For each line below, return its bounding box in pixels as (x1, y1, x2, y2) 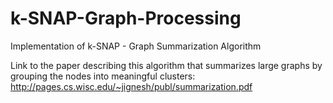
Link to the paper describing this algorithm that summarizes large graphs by (10, 59, 323, 71)
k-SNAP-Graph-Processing (10, 7, 242, 30)
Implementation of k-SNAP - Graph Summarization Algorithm (10, 40, 262, 52)
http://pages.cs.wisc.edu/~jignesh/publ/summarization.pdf (10, 80, 253, 92)
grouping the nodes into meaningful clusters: (10, 70, 196, 82)
